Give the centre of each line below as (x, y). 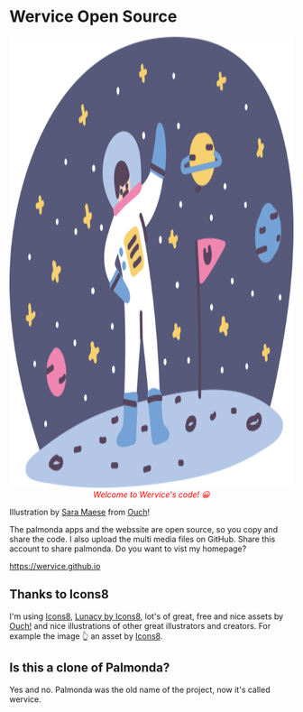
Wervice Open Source (93, 17)
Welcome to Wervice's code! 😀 (151, 495)
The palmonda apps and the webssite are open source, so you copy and (143, 529)
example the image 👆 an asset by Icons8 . (86, 636)
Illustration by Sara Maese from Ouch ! (80, 512)
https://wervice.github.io (55, 566)
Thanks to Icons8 (60, 594)
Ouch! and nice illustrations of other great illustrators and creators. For (140, 625)
